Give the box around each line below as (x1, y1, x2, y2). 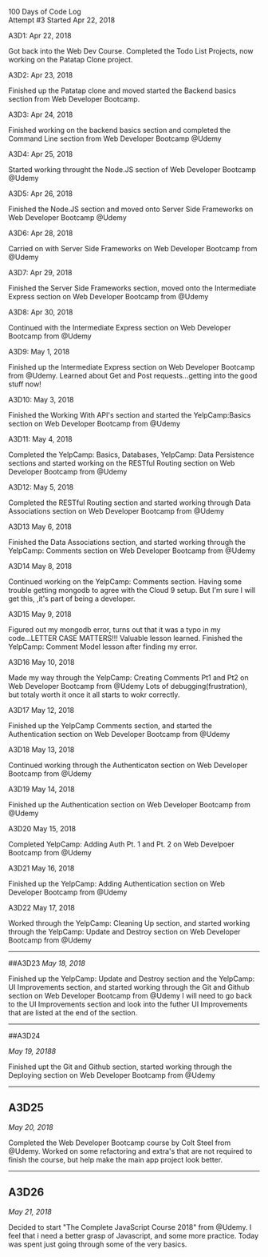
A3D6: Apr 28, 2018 (8, 228, 73, 238)
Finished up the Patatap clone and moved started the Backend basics (8, 86, 237, 95)
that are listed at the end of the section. (8, 1008, 138, 1017)
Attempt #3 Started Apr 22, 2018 (8, 15, 116, 25)
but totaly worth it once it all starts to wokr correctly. (8, 690, 180, 699)
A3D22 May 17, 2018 (8, 903, 76, 912)
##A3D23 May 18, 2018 (8, 959, 85, 967)
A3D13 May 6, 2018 (8, 522, 72, 531)
